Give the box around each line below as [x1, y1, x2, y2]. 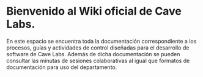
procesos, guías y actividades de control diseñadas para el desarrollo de [6, 44, 190, 51]
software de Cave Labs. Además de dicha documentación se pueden [6, 50, 180, 57]
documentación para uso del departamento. [6, 63, 117, 71]
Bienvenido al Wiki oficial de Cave [6, 4, 182, 18]
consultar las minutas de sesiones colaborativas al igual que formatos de [6, 57, 190, 64]
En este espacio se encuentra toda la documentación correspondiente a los [6, 37, 197, 45]
